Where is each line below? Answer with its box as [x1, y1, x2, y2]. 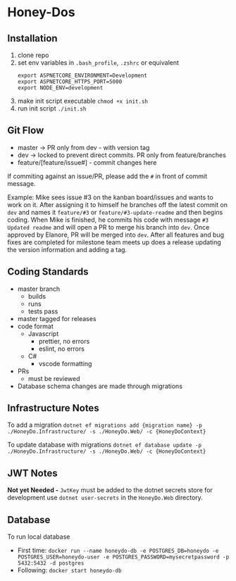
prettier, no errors [38, 337, 90, 345]
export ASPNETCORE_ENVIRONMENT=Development [17, 72, 148, 79]
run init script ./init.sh [17, 104, 87, 113]
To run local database [7, 532, 70, 541]
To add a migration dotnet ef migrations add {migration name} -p [7, 420, 202, 430]
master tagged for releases [17, 314, 97, 323]
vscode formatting [38, 359, 92, 368]
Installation [7, 32, 58, 44]
